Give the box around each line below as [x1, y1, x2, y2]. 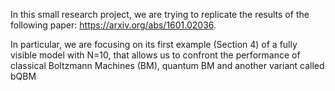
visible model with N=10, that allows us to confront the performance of [10, 49, 301, 61]
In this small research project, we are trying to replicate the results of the [10, 9, 310, 20]
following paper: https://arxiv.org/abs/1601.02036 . [10, 19, 217, 31]
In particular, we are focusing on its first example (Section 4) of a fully [10, 39, 298, 50]
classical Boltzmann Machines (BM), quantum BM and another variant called [10, 60, 325, 71]
